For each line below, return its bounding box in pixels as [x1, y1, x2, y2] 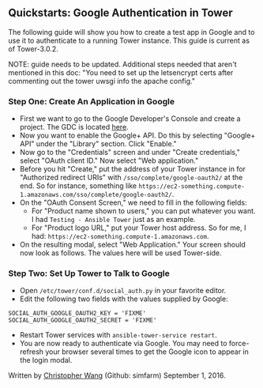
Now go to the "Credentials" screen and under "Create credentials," [19, 148, 241, 157]
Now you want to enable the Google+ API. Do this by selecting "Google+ [19, 130, 256, 141]
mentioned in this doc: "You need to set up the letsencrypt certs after [8, 67, 234, 77]
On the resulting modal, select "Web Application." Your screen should [19, 240, 246, 250]
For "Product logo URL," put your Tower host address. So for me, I [31, 223, 246, 232]
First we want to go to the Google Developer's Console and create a [19, 114, 241, 123]
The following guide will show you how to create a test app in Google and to [8, 27, 255, 36]
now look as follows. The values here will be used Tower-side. [19, 248, 223, 258]
